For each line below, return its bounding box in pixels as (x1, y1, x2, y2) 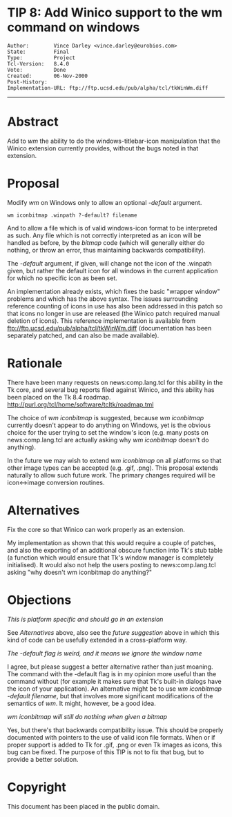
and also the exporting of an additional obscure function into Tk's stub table (7, 546, 223, 554)
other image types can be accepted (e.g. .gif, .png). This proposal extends (7, 464, 219, 472)
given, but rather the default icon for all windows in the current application (7, 266, 218, 275)
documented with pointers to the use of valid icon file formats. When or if (7, 733, 215, 741)
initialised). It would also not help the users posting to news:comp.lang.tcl (7, 560, 216, 569)
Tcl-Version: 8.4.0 (7, 60, 70, 67)
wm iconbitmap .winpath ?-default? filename (7, 212, 137, 219)
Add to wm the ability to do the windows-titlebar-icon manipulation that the (7, 137, 221, 145)
